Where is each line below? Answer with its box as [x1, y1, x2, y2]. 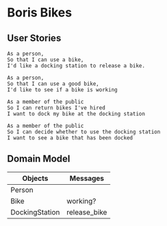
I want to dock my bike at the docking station [7, 111, 146, 117]
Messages [69, 173, 105, 183]
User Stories [7, 32, 62, 44]
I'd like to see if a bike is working [7, 87, 118, 93]
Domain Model [7, 153, 70, 165]
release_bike [66, 207, 107, 217]
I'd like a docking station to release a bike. [7, 63, 146, 69]
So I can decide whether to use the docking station [7, 128, 161, 135]
